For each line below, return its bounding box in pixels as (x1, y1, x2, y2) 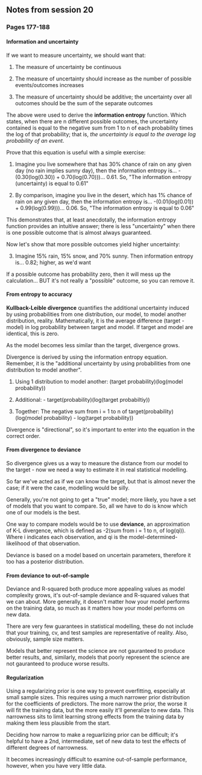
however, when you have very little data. (6, 762, 107, 770)
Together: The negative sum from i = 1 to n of (14, 408, 128, 415)
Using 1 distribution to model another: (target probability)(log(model (14, 378, 183, 385)
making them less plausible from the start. (6, 719, 111, 727)
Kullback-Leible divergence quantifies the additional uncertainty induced (6, 304, 189, 311)
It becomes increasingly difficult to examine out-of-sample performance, (6, 756, 187, 763)
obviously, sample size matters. (6, 635, 84, 643)
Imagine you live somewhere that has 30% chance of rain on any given (14, 160, 192, 168)
